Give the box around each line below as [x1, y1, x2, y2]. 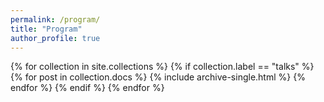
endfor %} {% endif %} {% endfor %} [10, 82, 165, 94]
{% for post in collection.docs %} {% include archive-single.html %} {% [10, 71, 306, 83]
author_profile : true [10, 33, 101, 43]
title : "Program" [10, 24, 83, 34]
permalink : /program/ [10, 14, 101, 25]
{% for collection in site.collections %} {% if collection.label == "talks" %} [10, 61, 315, 73]
